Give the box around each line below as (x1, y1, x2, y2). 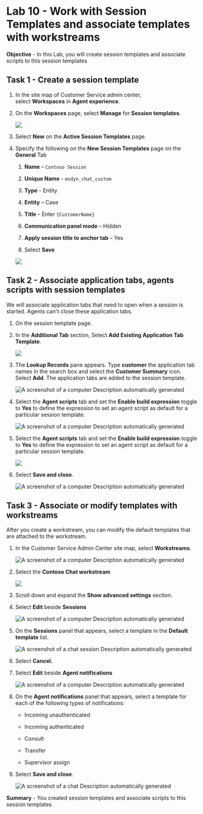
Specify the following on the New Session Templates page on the (15, 144, 181, 152)
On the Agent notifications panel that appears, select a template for (15, 693, 187, 700)
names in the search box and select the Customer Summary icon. (15, 367, 182, 375)
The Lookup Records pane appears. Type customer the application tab (15, 361, 195, 368)
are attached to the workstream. (6, 532, 87, 540)
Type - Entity (24, 187, 58, 194)
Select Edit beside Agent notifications (15, 669, 113, 677)
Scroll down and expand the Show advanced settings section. (15, 592, 173, 599)
